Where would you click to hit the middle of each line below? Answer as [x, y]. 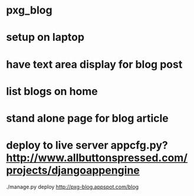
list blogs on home [52, 91]
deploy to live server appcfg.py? [87, 146]
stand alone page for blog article [88, 118]
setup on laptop [45, 37]
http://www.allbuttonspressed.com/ [97, 158]
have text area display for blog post [94, 64]
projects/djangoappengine [73, 170]
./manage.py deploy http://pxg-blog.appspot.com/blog [73, 187]
